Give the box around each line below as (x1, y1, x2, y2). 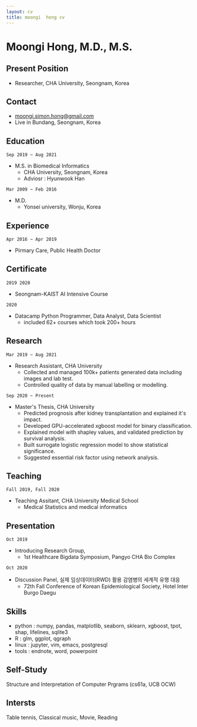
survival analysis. (23, 434, 66, 442)
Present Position (6, 64, 69, 74)
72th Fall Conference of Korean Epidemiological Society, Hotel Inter (23, 583, 189, 590)
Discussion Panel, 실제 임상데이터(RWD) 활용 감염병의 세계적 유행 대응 (14, 576, 180, 583)
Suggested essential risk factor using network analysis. (23, 453, 159, 461)
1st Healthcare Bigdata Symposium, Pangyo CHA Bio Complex (23, 554, 176, 561)
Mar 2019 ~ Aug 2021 (6, 352, 58, 358)
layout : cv (6, 8, 33, 15)
